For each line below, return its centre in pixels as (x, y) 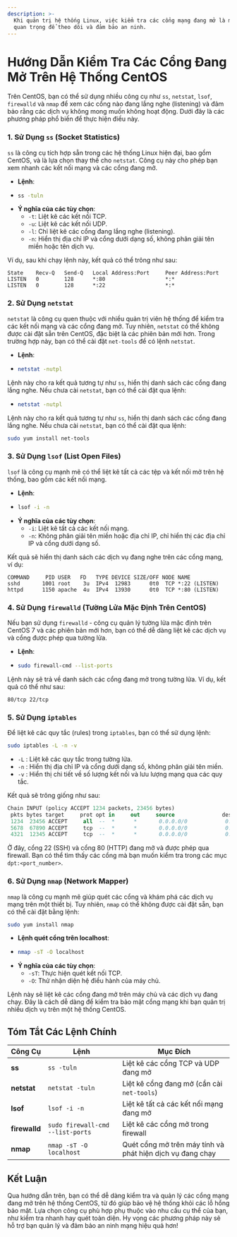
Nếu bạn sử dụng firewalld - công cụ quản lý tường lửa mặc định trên (109, 623)
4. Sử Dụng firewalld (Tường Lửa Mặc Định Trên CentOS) (107, 607)
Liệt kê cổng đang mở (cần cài (172, 1084)
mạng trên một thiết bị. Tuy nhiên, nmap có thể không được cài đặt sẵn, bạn (116, 904)
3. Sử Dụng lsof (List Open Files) (64, 456)
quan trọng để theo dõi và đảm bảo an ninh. (80, 27)
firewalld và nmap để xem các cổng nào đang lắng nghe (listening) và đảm (116, 104)
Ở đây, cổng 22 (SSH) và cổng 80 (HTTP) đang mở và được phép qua (108, 848)
